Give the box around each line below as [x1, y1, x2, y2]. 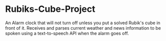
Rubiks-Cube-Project [5, 3, 96, 15]
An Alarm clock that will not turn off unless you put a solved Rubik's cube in [5, 20, 161, 26]
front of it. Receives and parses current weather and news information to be [5, 25, 161, 31]
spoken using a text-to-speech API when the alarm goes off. [5, 30, 129, 36]
